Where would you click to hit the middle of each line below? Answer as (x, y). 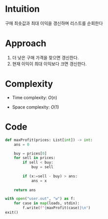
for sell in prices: (35, 158)
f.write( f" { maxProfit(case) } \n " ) (57, 208)
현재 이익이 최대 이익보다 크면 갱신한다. (49, 64)
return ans (25, 190)
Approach (26, 43)
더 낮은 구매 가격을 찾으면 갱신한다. (45, 57)
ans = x (39, 181)
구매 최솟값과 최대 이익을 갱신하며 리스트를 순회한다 (54, 23)
